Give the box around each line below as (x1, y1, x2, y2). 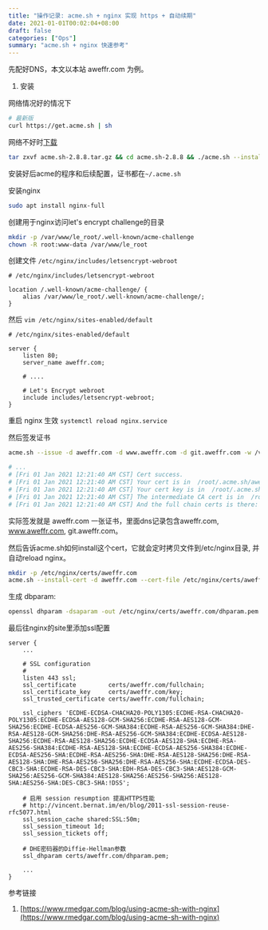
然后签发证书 (8, 433, 50, 442)
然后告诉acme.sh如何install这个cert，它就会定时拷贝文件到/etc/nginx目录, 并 (8, 543, 260, 553)
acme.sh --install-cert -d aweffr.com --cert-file (8, 577, 180, 585)
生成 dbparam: (8, 592, 57, 601)
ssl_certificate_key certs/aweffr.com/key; (22, 689, 183, 697)
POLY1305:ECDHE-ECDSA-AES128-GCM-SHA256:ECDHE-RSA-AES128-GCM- (8, 716, 223, 724)
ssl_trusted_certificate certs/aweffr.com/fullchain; (22, 695, 205, 704)
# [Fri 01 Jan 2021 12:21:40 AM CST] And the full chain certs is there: (8, 501, 259, 509)
